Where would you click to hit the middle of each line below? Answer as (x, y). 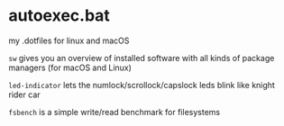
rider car (25, 94)
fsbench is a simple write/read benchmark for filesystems (115, 112)
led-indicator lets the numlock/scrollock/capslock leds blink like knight (142, 85)
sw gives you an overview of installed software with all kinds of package (142, 58)
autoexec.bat (59, 16)
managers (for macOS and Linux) (70, 67)
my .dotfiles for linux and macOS (69, 40)
